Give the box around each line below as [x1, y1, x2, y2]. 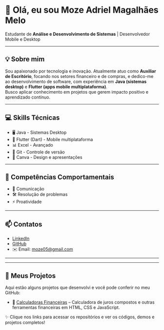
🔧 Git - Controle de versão [12, 149, 65, 155]
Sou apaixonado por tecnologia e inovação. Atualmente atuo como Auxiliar [5, 68, 156, 74]
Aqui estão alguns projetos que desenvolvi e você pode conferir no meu [5, 284, 150, 290]
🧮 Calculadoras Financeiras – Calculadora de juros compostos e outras [12, 299, 155, 305]
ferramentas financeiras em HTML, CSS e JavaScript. [12, 305, 120, 310]
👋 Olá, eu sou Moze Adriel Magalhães [5, 4, 159, 16]
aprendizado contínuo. [5, 94, 50, 100]
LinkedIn [12, 235, 30, 242]
